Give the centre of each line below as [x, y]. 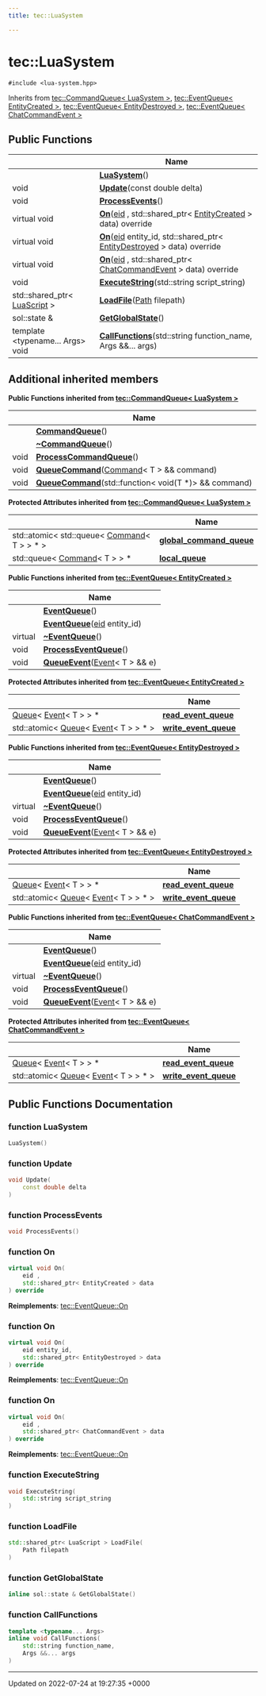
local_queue [183, 558]
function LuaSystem [48, 1127]
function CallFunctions [53, 1615]
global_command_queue [207, 541]
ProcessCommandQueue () [87, 457]
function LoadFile [43, 1527]
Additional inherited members [84, 379]
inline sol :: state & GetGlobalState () [72, 1594]
